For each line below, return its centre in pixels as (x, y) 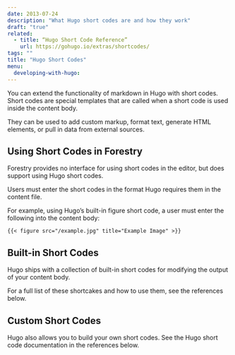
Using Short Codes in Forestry (75, 151)
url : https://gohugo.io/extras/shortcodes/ (85, 47)
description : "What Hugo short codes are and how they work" (99, 20)
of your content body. (39, 277)
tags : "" (20, 54)
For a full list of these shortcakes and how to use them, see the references (115, 291)
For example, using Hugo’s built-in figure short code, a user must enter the (116, 211)
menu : (15, 66)
